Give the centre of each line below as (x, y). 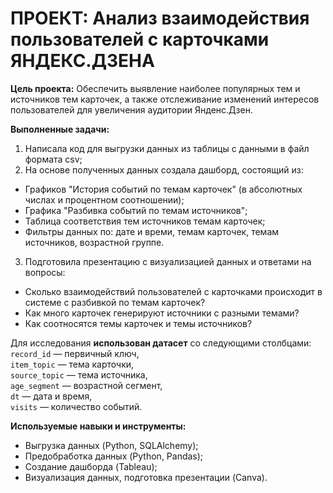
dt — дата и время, (51, 396)
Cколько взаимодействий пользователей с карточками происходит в (173, 291)
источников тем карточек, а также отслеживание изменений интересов (165, 99)
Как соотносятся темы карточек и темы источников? (138, 323)
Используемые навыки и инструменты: (98, 426)
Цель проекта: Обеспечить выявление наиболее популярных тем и (155, 88)
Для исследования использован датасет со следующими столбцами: (161, 343)
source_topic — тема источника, (79, 374)
